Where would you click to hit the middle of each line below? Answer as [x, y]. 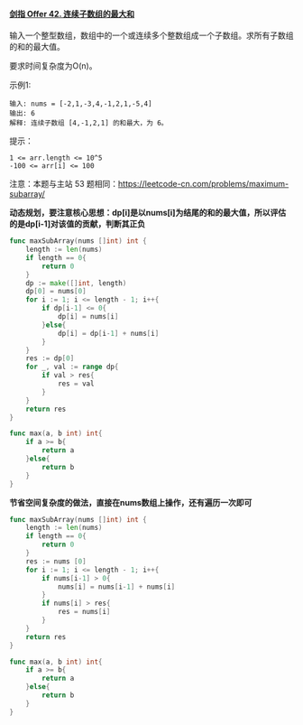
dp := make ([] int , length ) [76, 283]
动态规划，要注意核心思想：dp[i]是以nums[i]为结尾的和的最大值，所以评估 [148, 213]
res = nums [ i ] [84, 612]
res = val [76, 384]
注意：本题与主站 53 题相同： [64, 184]
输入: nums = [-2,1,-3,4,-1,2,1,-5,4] [81, 104]
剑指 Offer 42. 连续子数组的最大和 [72, 14]
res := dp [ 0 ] [50, 358]
